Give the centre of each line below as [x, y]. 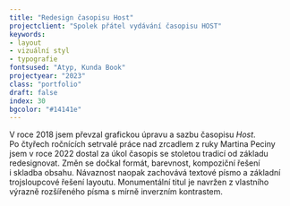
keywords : [28, 34]
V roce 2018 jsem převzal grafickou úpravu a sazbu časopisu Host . [133, 134]
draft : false [34, 92]
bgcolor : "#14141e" [46, 109]
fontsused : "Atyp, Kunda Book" [68, 68]
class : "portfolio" [46, 84]
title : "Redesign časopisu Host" [72, 17]
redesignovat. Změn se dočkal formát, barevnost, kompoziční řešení [135, 163]
